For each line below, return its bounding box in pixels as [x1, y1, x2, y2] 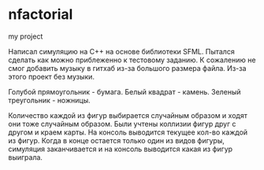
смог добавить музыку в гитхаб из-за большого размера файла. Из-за [8, 63, 247, 72]
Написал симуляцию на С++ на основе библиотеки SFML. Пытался [8, 46, 235, 56]
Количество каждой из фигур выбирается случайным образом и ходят [8, 110, 248, 120]
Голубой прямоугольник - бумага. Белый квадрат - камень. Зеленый [8, 87, 242, 96]
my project [8, 31, 43, 41]
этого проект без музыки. [8, 72, 95, 81]
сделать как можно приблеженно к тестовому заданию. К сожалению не [8, 55, 256, 65]
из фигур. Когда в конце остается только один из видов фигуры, [8, 135, 225, 145]
